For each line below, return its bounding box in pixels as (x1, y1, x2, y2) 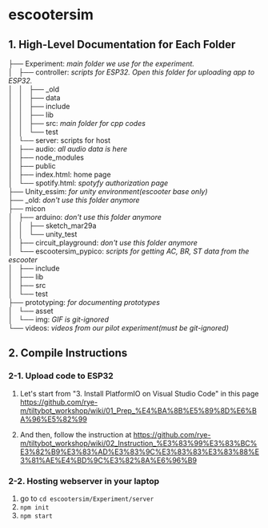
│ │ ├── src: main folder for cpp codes (8, 119, 146, 128)
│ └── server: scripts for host (8, 136, 110, 145)
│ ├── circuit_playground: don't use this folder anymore (8, 238, 198, 247)
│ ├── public (8, 161, 56, 170)
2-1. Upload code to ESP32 (8, 371, 114, 382)
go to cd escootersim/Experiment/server (19, 493, 154, 503)
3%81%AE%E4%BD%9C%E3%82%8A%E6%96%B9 (19, 455, 198, 465)
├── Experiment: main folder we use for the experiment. (8, 59, 194, 68)
